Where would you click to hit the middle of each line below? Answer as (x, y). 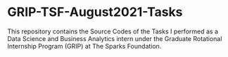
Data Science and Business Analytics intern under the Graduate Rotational (115, 38)
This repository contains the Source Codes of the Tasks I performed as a (113, 31)
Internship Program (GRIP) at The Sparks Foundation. (84, 46)
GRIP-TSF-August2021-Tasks (95, 12)
